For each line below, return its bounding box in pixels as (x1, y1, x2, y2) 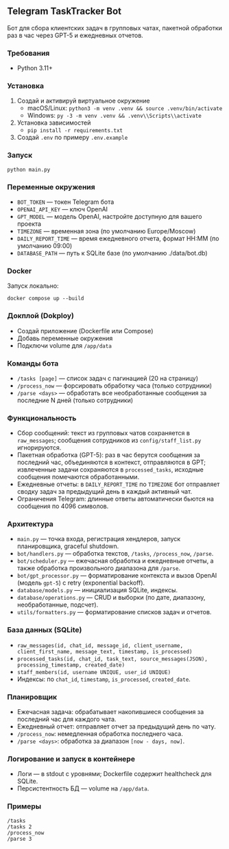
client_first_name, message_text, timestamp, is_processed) (16, 648, 193, 655)
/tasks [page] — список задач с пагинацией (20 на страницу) (16, 374, 199, 382)
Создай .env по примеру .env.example (16, 134, 128, 142)
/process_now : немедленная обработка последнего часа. (16, 730, 183, 738)
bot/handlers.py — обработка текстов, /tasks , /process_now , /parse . (16, 549, 214, 558)
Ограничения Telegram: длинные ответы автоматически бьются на (16, 495, 215, 503)
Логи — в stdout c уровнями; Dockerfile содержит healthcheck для (16, 770, 212, 778)
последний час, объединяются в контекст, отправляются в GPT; (16, 458, 206, 467)
